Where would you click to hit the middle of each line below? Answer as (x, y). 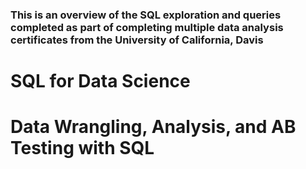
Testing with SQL (82, 148)
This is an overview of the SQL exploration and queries (146, 15)
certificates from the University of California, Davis (137, 40)
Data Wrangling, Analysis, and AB (153, 127)
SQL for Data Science (100, 81)
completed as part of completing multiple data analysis (147, 27)
